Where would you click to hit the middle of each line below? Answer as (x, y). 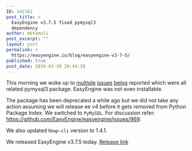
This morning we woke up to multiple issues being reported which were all (96, 83)
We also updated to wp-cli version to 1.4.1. (57, 130)
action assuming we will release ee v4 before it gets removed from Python (96, 107)
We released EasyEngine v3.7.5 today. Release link (67, 142)
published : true (26, 61)
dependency (25, 28)
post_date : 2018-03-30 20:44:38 (46, 66)
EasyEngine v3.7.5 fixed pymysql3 (54, 22)
